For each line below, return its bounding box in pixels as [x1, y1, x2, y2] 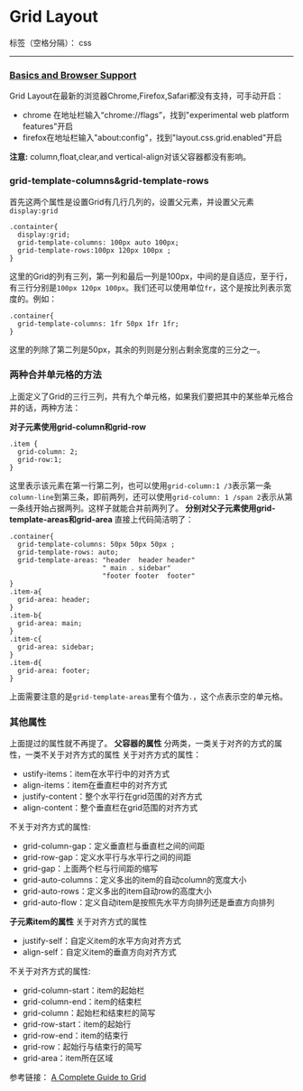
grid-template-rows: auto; [17, 548, 119, 557]
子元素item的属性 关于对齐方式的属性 [9, 916, 147, 927]
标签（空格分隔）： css [9, 37, 92, 48]
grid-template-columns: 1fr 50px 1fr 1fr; [17, 319, 179, 328]
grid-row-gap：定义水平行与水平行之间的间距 [22, 852, 192, 863]
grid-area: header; [17, 595, 91, 604]
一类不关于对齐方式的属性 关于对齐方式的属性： [24, 749, 201, 760]
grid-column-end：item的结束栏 [22, 996, 142, 1007]
